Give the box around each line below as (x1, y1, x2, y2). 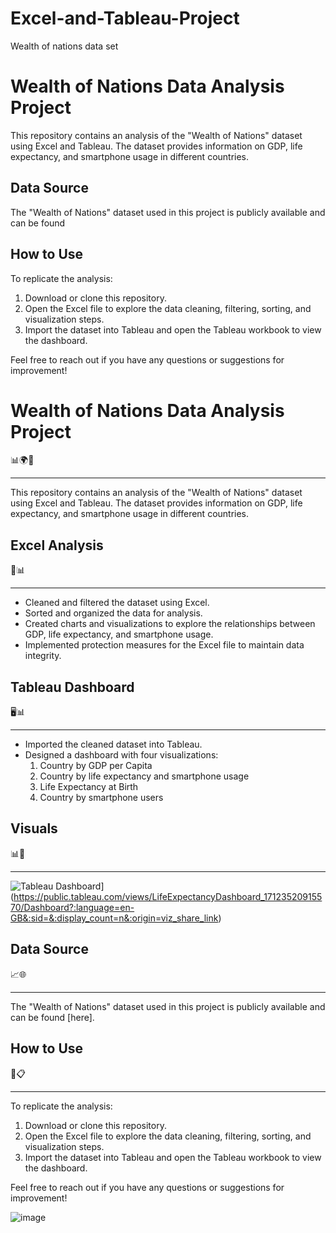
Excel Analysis (10, 537, 104, 554)
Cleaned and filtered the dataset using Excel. (24, 597, 210, 609)
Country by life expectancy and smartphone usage (39, 770, 250, 782)
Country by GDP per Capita (39, 760, 153, 772)
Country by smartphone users (39, 792, 164, 804)
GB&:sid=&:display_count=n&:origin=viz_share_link (10, 912, 219, 924)
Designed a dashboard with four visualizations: (24, 749, 219, 761)
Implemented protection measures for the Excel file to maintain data (24, 639, 305, 651)
